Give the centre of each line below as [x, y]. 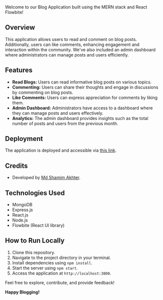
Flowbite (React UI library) [38, 225]
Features [19, 70]
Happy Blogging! [22, 292]
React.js [20, 215]
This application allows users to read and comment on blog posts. [71, 39]
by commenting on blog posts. [43, 92]
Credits [17, 166]
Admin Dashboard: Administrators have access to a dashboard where [82, 108]
